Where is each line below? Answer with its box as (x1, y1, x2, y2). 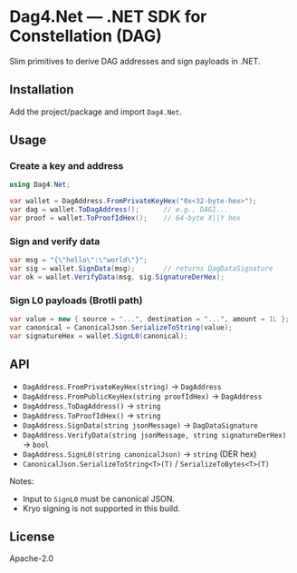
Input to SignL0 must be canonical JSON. (22, 493, 175, 504)
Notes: (9, 475, 34, 487)
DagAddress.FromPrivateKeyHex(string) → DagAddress (22, 380, 222, 391)
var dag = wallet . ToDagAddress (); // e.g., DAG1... (9, 205, 229, 214)
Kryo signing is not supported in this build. (22, 502, 181, 514)
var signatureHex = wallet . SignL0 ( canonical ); (9, 331, 188, 341)
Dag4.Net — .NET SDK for (9, 6, 207, 27)
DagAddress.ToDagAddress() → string (22, 400, 161, 410)
